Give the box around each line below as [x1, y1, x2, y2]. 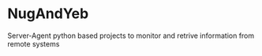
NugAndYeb [7, 5, 89, 23]
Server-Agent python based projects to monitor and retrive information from [7, 31, 255, 40]
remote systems [7, 39, 60, 48]
